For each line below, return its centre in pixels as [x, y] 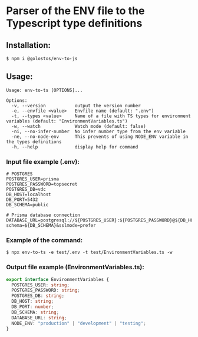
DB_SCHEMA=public [27, 205]
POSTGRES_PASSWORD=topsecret [42, 184]
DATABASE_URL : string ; [39, 318]
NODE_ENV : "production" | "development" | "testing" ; [79, 323]
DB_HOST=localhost [29, 195]
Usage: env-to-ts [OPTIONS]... [44, 90]
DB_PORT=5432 [22, 200]
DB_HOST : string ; [33, 302]
